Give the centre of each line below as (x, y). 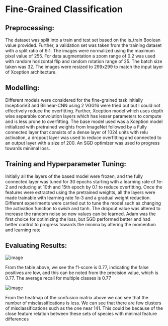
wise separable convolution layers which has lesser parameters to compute (83, 116)
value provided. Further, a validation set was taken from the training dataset (83, 45)
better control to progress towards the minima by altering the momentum (80, 224)
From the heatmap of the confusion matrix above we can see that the (77, 298)
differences (17, 319)
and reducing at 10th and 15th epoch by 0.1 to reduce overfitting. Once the (86, 187)
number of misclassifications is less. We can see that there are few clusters (83, 303)
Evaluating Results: (36, 246)
